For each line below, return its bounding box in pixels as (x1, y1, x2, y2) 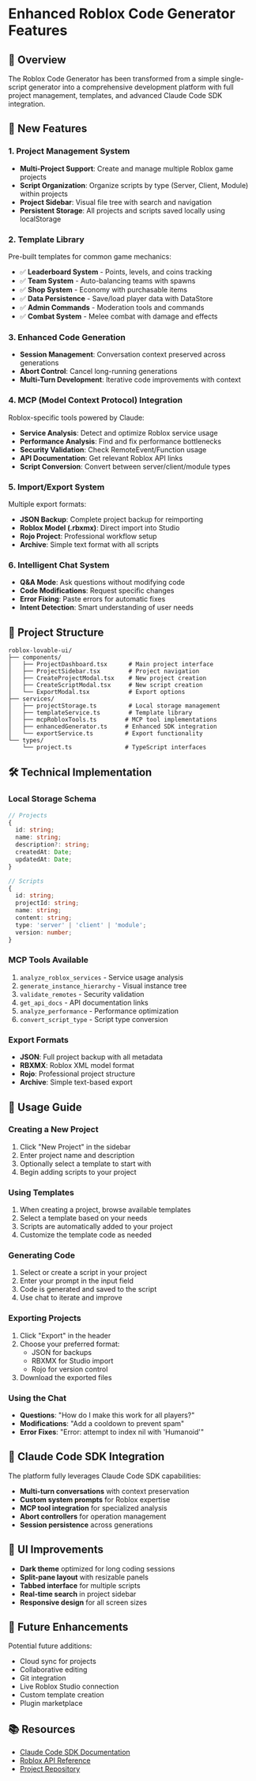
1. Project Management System (8, 145, 130, 157)
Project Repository (19, 1764, 81, 1774)
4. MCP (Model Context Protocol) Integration (8, 394, 183, 406)
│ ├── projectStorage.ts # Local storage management (8, 701, 221, 710)
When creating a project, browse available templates (19, 1205, 191, 1214)
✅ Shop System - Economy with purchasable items (19, 285, 188, 294)
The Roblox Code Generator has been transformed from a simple (8, 74, 220, 83)
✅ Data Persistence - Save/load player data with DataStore (19, 293, 213, 303)
